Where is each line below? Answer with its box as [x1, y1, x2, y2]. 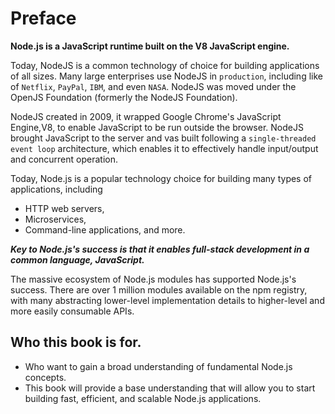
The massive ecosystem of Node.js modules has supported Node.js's [10, 273, 297, 285]
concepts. [24, 371, 67, 383]
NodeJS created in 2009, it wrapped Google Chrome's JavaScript [10, 110, 282, 122]
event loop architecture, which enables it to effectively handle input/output [10, 142, 319, 154]
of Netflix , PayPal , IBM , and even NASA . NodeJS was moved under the [10, 80, 297, 92]
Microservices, [24, 213, 87, 225]
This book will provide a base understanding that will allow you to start [24, 382, 316, 394]
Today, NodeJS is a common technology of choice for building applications [10, 59, 320, 71]
